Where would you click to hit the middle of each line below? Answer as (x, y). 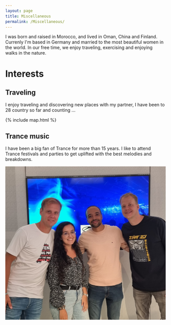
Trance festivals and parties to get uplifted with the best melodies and (78, 154)
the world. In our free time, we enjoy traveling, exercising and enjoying (79, 48)
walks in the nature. (26, 53)
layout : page (19, 11)
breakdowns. (19, 159)
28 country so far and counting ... (40, 110)
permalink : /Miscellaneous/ (35, 21)
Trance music (27, 136)
